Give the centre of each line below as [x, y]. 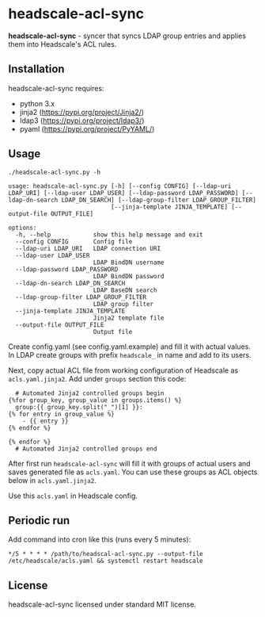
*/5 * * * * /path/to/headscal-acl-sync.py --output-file [106, 554]
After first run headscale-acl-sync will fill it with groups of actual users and [129, 463]
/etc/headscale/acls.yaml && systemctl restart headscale [106, 561]
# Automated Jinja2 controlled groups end [86, 449]
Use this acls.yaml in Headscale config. [73, 496]
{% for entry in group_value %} [61, 414]
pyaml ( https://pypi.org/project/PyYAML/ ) [87, 128]
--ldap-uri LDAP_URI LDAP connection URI [88, 248]
